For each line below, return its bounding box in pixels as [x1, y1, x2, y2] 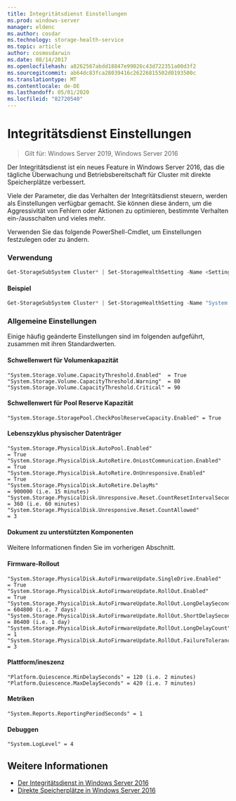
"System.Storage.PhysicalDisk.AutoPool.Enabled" [7, 445, 152, 452]
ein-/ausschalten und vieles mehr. [7, 214, 106, 222]
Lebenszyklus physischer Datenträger [7, 429, 122, 438]
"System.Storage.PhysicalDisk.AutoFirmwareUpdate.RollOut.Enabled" [7, 587, 209, 594]
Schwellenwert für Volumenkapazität [7, 356, 119, 365]
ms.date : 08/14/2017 [7, 56, 68, 63]
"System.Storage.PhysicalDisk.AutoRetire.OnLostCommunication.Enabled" [7, 458, 221, 465]
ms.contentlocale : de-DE [7, 82, 80, 90]
